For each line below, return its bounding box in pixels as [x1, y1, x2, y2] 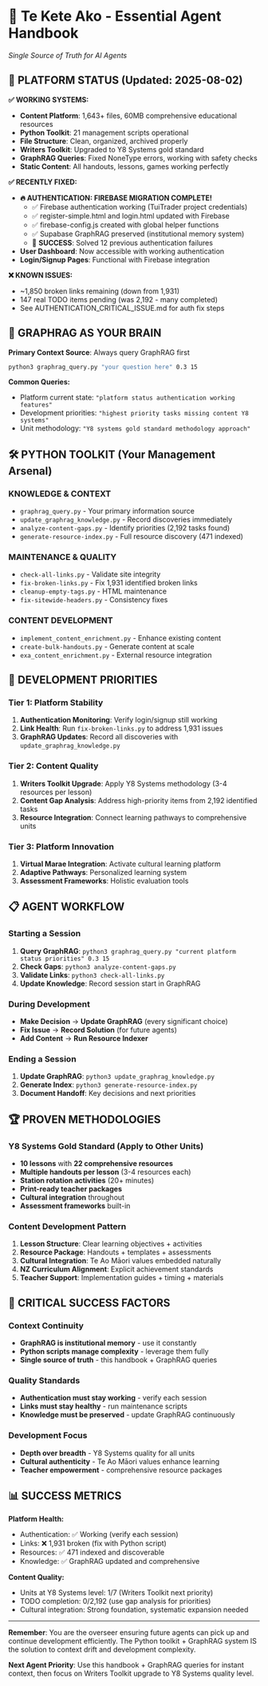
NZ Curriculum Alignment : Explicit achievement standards [19, 1264, 214, 1274]
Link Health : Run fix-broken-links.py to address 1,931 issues [19, 723, 223, 733]
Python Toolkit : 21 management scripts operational [19, 128, 189, 137]
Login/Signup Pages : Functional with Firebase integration [19, 254, 210, 264]
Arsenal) [8, 464, 53, 478]
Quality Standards [8, 1375, 81, 1386]
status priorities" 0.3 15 [19, 955, 110, 963]
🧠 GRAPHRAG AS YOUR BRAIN [8, 326, 162, 340]
